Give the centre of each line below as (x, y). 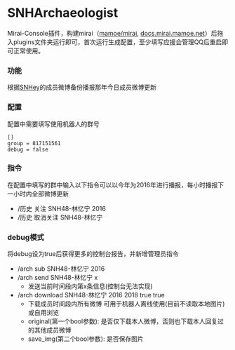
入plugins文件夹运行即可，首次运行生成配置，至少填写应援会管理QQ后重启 (115, 42)
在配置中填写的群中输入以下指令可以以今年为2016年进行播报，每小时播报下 (116, 184)
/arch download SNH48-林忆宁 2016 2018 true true (91, 295)
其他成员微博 (53, 330)
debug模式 (26, 237)
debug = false (28, 149)
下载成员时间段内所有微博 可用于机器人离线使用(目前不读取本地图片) (126, 304)
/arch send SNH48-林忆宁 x (58, 278)
